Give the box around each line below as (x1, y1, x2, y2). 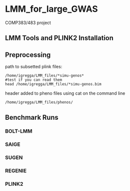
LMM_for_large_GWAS (5, 3, 98, 15)
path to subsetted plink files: (5, 64, 63, 70)
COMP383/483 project (5, 20, 51, 26)
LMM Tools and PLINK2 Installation (5, 34, 114, 42)
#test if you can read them (5, 78, 63, 82)
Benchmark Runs (5, 113, 59, 121)
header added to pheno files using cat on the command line (5, 90, 126, 96)
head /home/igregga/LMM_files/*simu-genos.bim (5, 82, 102, 87)
